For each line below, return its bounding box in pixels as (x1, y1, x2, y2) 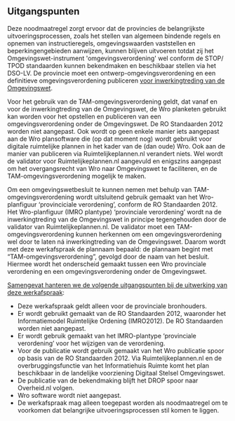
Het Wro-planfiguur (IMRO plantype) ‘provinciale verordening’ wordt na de (7, 207, 222, 216)
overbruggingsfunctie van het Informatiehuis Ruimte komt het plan (17, 361, 210, 370)
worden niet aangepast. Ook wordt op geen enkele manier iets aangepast (7, 127, 220, 135)
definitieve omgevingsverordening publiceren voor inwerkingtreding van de (7, 76, 225, 85)
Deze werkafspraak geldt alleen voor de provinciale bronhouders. (17, 301, 207, 310)
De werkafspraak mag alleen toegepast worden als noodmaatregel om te (17, 399, 228, 407)
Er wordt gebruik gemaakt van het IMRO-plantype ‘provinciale (17, 331, 196, 340)
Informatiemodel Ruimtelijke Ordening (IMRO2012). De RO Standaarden (17, 317, 223, 325)
